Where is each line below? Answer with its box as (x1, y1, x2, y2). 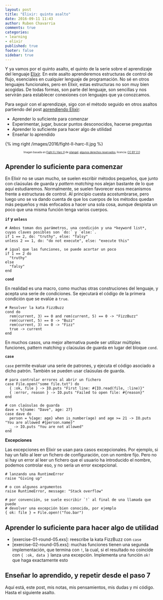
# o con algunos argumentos (5, 485, 62, 490)
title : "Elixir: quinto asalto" (5, 12, 71, 17)
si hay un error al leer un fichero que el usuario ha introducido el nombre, (5, 457, 152, 463)
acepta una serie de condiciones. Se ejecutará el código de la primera (5, 291, 145, 297)
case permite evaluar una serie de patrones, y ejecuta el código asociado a (5, 363, 155, 369)
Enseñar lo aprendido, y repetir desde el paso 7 (5, 571, 151, 579)
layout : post (5, 7, 32, 12)
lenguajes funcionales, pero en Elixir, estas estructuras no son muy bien (5, 82, 149, 87)
